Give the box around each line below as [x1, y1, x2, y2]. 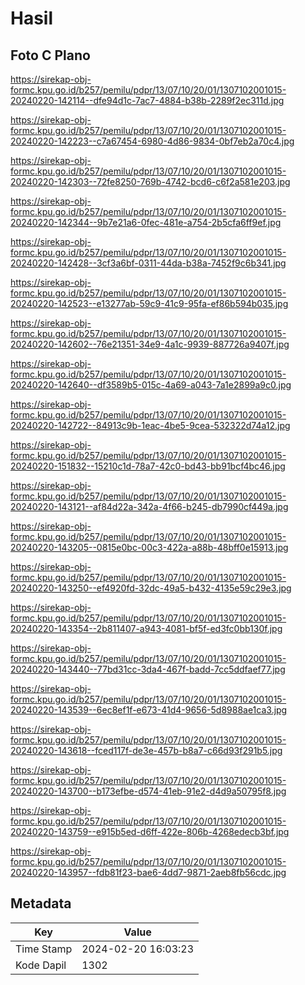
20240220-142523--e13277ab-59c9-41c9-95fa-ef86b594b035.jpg [10, 298, 289, 309]
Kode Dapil [15, 958, 67, 972]
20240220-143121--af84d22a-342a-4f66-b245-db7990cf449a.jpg [10, 501, 289, 512]
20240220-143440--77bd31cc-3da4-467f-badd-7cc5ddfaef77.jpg [10, 663, 286, 675]
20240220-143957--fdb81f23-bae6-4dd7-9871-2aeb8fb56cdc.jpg [10, 867, 287, 878]
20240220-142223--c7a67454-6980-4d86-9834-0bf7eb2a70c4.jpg [10, 135, 295, 147]
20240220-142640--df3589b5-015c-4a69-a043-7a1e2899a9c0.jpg [10, 379, 292, 391]
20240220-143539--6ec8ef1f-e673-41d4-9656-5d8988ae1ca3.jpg [10, 704, 288, 716]
